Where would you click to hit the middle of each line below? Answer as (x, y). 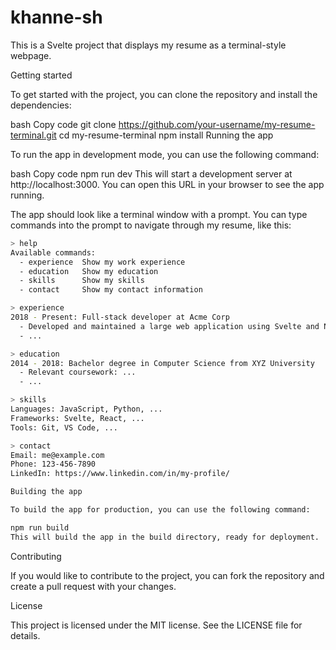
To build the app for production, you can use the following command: (160, 510)
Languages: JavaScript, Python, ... (86, 409)
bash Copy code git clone (63, 124)
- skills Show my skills (82, 281)
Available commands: (53, 252)
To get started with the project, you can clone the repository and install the (164, 94)
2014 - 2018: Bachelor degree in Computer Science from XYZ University (162, 363)
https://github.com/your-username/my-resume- (217, 124)
